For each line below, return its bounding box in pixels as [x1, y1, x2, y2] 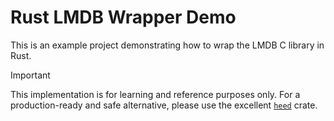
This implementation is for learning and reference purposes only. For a [10, 88, 301, 100]
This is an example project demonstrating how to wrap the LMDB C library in [10, 39, 325, 51]
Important [10, 69, 51, 81]
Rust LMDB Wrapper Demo [10, 6, 237, 29]
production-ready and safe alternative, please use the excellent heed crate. [10, 99, 318, 111]
